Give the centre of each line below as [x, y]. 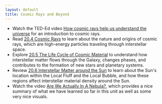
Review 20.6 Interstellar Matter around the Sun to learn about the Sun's [84, 70]
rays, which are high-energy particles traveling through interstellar [79, 44]
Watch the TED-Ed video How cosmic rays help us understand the [79, 28]
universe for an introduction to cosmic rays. [56, 34]
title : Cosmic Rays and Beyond [37, 14]
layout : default [22, 10]
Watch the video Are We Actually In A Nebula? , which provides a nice [82, 86]
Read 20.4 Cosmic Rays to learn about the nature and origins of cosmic [85, 39]
